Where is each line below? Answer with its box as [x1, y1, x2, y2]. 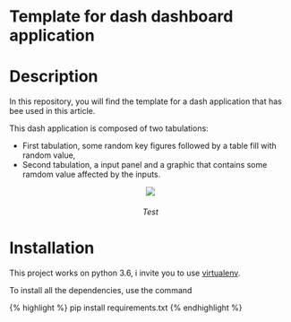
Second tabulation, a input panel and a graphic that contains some [21, 160, 268, 170]
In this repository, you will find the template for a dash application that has [9, 96, 282, 107]
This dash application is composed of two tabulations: [9, 123, 209, 134]
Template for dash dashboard [9, 6, 234, 27]
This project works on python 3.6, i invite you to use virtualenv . [9, 267, 241, 278]
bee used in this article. [9, 106, 96, 117]
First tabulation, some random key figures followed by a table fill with [21, 141, 278, 152]
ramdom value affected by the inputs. [21, 169, 161, 180]
